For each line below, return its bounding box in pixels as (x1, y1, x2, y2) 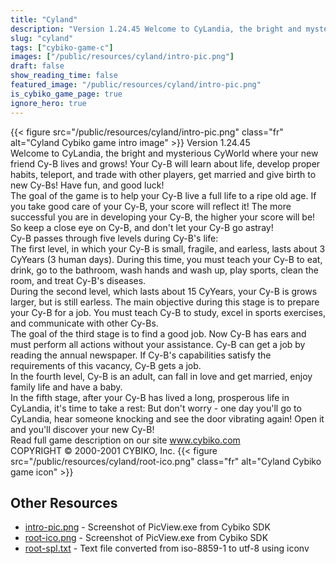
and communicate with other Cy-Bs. (10, 317, 159, 329)
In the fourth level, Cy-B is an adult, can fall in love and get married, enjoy (10, 370, 313, 382)
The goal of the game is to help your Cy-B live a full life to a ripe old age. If (10, 189, 317, 201)
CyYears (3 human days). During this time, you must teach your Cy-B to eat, (10, 253, 323, 265)
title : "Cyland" (10, 14, 78, 25)
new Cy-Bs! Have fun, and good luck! (10, 179, 165, 191)
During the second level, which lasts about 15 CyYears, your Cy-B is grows (10, 285, 318, 297)
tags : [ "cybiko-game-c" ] (10, 42, 114, 53)
